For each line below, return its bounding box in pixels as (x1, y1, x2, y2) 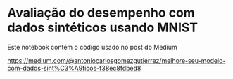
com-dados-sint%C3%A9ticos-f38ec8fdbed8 (7, 64, 141, 72)
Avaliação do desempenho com (7, 5, 195, 21)
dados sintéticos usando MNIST (7, 20, 199, 36)
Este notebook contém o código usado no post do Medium (7, 43, 177, 51)
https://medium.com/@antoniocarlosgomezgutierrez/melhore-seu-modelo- (7, 56, 226, 64)
